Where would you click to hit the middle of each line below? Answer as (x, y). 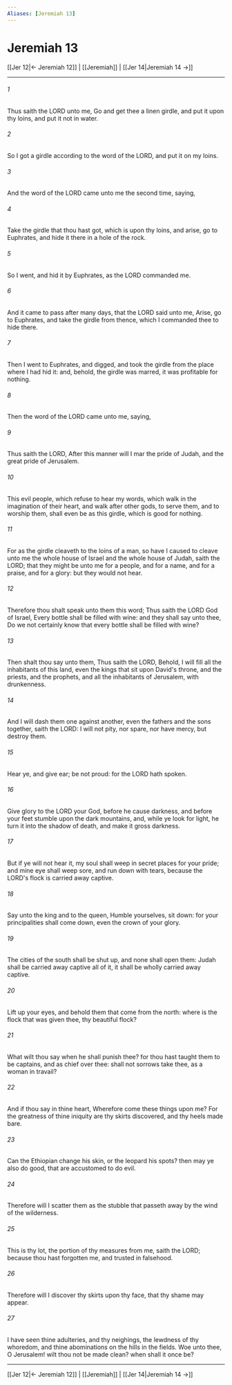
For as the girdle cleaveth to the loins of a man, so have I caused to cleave (113, 550)
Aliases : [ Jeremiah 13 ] (41, 14)
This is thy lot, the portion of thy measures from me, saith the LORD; (104, 1250)
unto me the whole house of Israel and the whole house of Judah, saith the (114, 558)
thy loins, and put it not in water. (53, 118)
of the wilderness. (33, 1213)
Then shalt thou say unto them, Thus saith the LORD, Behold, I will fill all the (115, 662)
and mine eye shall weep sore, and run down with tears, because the (105, 871)
